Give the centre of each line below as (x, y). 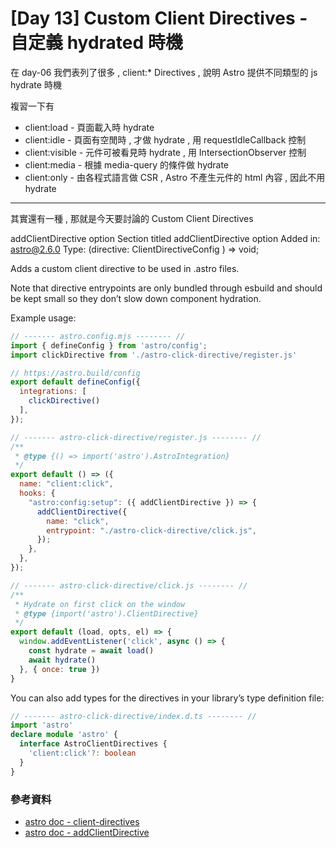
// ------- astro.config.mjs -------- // (98, 336)
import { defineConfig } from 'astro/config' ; (109, 345)
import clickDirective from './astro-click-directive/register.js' (154, 355)
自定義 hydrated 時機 (96, 43)
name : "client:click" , (66, 484)
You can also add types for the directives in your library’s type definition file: (167, 698)
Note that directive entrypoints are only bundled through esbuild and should (166, 288)
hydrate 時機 (36, 84)
